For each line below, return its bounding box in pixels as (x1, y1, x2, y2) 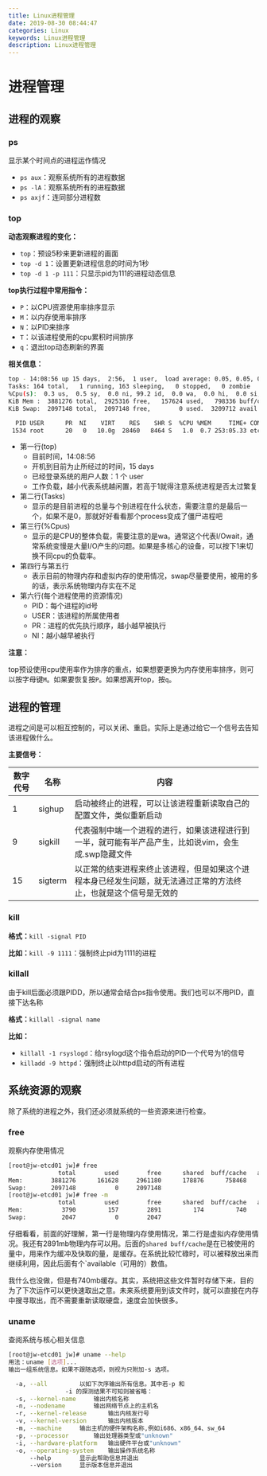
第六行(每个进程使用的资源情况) (19, 591, 123, 601)
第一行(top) (19, 442, 57, 451)
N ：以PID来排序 (19, 322, 70, 332)
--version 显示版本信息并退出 (29, 1462, 133, 1470)
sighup (38, 803, 64, 814)
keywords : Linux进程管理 (8, 33, 86, 42)
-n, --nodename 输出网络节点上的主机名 (15, 1402, 159, 1410)
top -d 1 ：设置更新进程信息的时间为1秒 (19, 259, 149, 268)
